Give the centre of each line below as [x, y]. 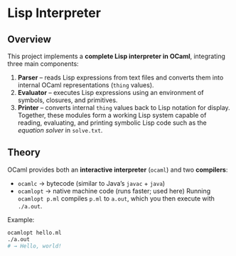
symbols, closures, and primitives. [68, 100]
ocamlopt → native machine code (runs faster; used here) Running [114, 191]
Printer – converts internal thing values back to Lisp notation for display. [124, 107]
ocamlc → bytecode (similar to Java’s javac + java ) [91, 183]
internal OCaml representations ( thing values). [86, 85]
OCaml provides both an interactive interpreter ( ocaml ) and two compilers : [118, 169]
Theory [24, 153]
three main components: [43, 64]
